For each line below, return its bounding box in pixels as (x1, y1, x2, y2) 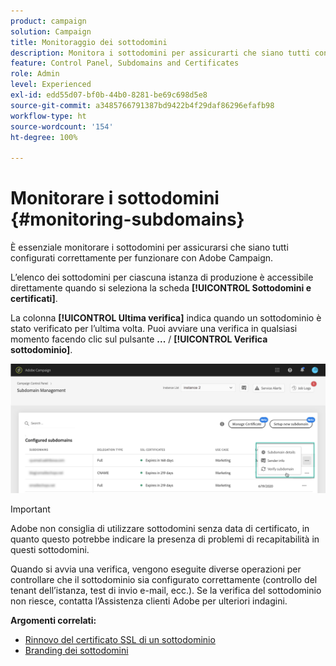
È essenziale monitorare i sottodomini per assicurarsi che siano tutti (10, 241, 289, 254)
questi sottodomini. (10, 544, 90, 556)
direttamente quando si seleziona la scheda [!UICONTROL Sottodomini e (10, 282, 312, 294)
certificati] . (10, 293, 58, 305)
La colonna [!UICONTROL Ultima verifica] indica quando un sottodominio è (10, 312, 322, 324)
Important (10, 503, 51, 515)
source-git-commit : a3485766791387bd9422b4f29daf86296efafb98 (10, 100, 275, 110)
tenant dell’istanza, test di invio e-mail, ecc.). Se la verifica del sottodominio (10, 585, 322, 597)
